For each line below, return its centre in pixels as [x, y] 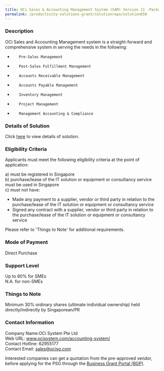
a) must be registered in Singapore [40, 174]
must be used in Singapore [32, 185]
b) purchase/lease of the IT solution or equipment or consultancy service [79, 180]
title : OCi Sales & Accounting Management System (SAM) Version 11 [75, 10]
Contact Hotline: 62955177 [32, 343]
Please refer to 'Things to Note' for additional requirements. [65, 229]
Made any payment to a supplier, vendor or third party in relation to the [83, 199]
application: [17, 165]
